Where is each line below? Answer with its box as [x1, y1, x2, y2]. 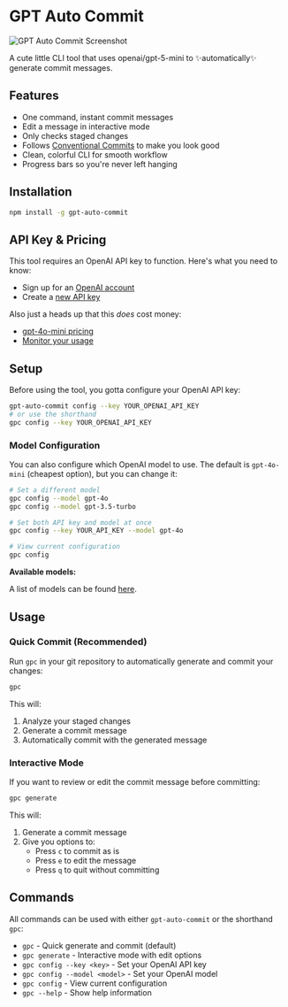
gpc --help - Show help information [21, 987, 152, 997]
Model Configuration [9, 439, 101, 451]
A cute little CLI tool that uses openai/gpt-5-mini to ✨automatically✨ [9, 52, 257, 63]
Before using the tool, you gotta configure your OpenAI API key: [9, 385, 241, 396]
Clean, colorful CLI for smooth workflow [21, 149, 168, 160]
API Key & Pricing [9, 232, 107, 247]
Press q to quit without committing [34, 865, 160, 875]
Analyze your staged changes [21, 715, 131, 726]
